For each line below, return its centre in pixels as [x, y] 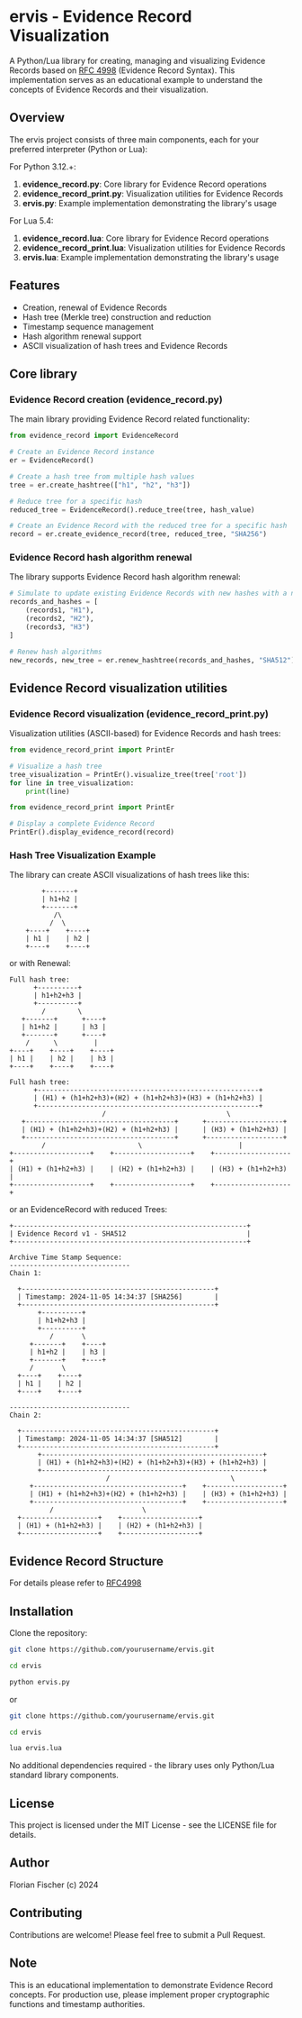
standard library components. [64, 1775]
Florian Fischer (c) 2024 [54, 1885]
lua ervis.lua [36, 1749]
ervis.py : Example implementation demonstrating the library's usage [149, 203]
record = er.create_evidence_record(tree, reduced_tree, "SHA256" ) [138, 534]
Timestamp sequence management [88, 326]
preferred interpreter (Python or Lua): [79, 149]
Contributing [46, 1913]
